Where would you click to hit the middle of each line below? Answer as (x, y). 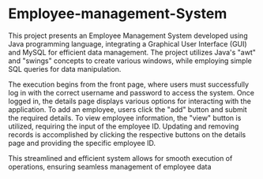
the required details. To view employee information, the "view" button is (125, 117)
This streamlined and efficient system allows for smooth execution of (120, 158)
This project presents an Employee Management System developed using (128, 35)
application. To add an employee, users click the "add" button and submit (128, 109)
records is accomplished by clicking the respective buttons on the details (127, 134)
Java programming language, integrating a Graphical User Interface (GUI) (128, 43)
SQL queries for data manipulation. (65, 69)
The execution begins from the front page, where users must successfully (129, 84)
